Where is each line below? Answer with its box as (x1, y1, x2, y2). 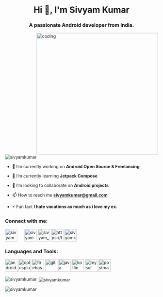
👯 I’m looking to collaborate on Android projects (12, 182, 109, 189)
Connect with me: (5, 218, 48, 225)
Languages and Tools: (5, 248, 58, 255)
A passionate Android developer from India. (29, 22, 134, 29)
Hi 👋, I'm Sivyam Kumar (33, 4, 130, 16)
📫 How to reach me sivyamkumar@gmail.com (12, 192, 108, 198)
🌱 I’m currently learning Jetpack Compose (12, 173, 98, 179)
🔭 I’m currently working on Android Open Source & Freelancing (12, 164, 140, 170)
